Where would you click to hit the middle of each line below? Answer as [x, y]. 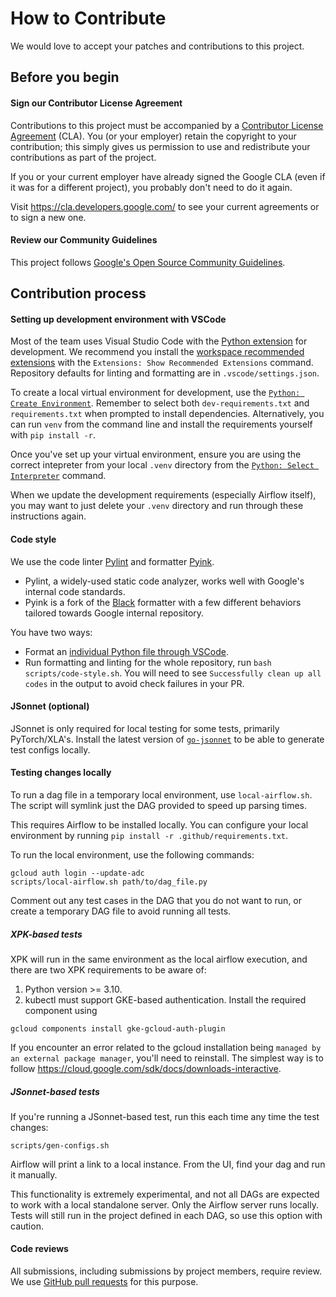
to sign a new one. [48, 217]
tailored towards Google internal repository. [114, 613]
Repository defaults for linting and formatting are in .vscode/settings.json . [165, 373]
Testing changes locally [61, 773]
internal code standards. [75, 591]
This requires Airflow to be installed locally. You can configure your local [159, 824]
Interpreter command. [58, 476]
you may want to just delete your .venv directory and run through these [157, 506]
